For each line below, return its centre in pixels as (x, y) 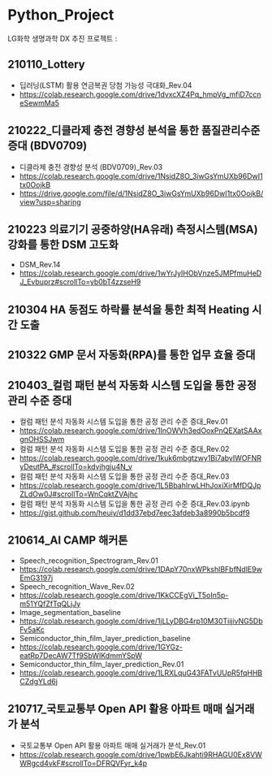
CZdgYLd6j (39, 681)
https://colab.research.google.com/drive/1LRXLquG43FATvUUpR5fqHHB (141, 673)
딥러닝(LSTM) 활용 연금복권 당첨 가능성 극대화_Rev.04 (106, 85)
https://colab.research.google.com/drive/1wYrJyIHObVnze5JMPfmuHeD (140, 273)
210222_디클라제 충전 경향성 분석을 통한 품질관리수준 (134, 130)
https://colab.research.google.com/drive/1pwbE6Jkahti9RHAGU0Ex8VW (141, 754)
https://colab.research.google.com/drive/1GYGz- (101, 647)
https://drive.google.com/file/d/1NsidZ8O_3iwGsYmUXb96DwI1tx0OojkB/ (141, 193)
